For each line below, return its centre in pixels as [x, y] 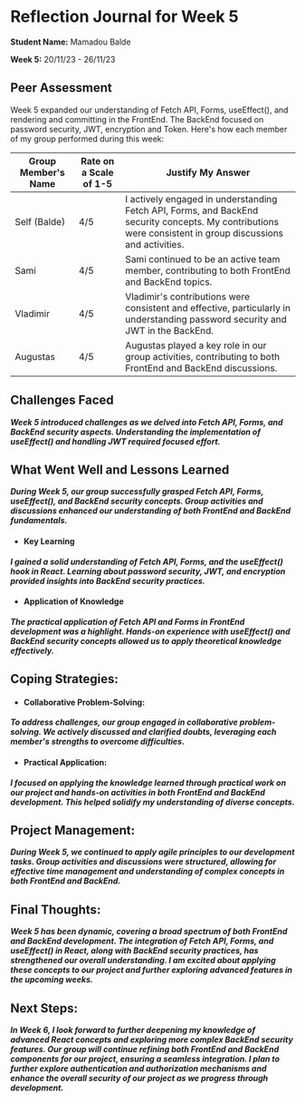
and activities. [155, 244]
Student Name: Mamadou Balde [71, 42]
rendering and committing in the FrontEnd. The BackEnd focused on [137, 119]
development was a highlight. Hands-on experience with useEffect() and [150, 631]
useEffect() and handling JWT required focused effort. [115, 441]
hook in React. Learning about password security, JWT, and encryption [148, 571]
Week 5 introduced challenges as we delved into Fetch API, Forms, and [147, 422]
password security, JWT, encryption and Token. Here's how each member [149, 129]
